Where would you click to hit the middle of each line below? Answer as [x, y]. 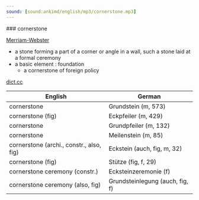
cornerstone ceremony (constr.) [54, 171]
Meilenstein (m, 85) [136, 135]
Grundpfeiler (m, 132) [139, 125]
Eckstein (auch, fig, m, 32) [145, 149]
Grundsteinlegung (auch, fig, [148, 181]
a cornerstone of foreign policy [61, 70]
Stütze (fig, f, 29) [133, 162]
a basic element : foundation [49, 64]
